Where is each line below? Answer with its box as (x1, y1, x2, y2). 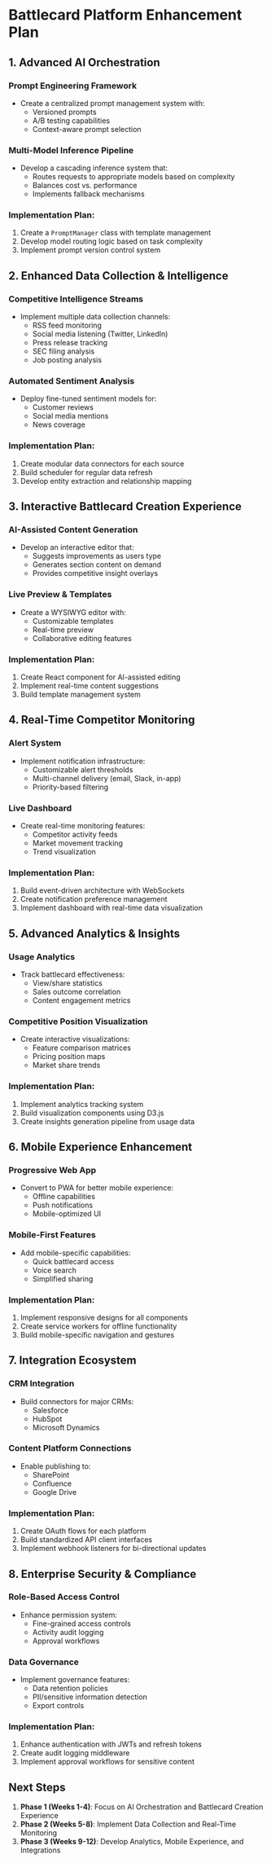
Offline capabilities (32, 1192, 96, 1202)
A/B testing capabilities (32, 116, 111, 125)
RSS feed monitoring (32, 320, 102, 331)
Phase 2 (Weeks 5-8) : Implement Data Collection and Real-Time (20, 1819, 237, 1830)
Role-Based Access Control (8, 1591, 120, 1602)
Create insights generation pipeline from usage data (20, 1116, 195, 1126)
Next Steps (8, 1780, 66, 1794)
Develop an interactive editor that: (20, 543, 134, 552)
